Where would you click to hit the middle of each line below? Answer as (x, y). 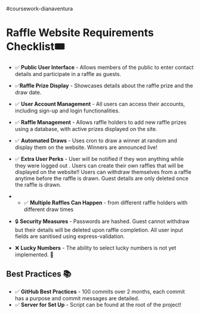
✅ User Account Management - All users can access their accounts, (100, 103)
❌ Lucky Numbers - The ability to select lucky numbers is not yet (96, 248)
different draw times (48, 209)
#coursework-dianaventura (40, 9)
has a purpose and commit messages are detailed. (77, 298)
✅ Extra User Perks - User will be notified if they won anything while (99, 158)
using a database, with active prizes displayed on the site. (86, 129)
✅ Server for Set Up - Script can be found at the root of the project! (98, 304)
